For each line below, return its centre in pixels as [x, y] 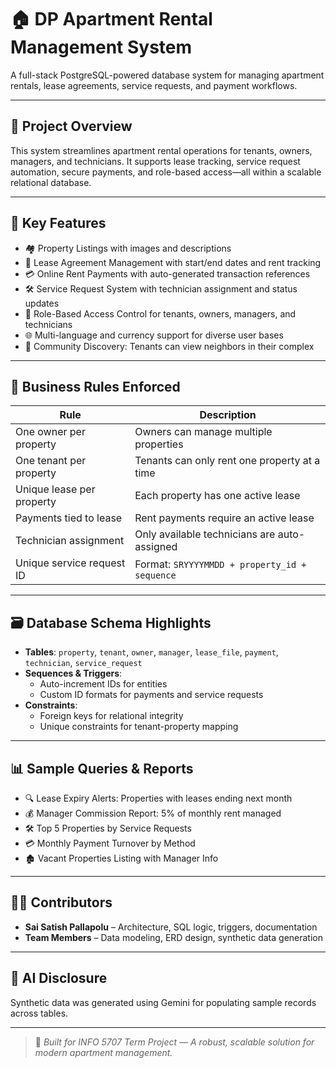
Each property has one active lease [217, 496]
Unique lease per [55, 489]
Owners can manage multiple [203, 432]
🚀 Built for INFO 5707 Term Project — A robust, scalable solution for [174, 1042]
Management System [101, 47]
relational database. [51, 182]
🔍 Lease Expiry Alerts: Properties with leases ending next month [158, 798]
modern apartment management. [103, 1052]
